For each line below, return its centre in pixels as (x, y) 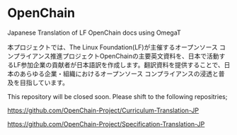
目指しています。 (44, 82)
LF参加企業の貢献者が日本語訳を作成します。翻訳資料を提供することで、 (118, 64)
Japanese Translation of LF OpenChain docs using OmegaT (94, 33)
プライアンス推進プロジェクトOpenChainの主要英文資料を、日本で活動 (116, 56)
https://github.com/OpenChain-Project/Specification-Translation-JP (106, 124)
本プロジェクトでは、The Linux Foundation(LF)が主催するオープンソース (112, 47)
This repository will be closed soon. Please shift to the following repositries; (117, 96)
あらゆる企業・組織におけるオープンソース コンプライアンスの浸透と (119, 74)
